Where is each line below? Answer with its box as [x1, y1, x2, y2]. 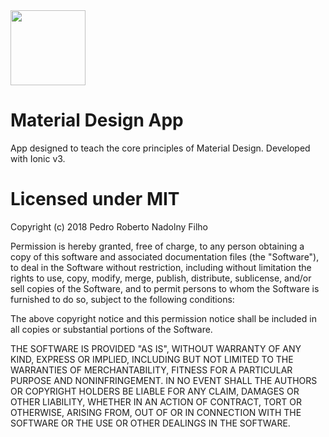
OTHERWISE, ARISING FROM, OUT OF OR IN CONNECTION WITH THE [10, 406, 302, 418]
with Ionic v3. [10, 152, 66, 164]
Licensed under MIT [10, 188, 180, 211]
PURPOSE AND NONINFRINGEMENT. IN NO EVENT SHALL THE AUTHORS [10, 374, 318, 386]
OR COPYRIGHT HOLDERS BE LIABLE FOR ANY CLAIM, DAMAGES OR [10, 385, 300, 397]
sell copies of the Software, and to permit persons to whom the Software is [10, 282, 320, 294]
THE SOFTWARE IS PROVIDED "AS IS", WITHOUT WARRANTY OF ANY [10, 342, 302, 354]
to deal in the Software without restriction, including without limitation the [10, 261, 312, 273]
